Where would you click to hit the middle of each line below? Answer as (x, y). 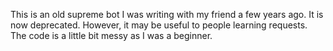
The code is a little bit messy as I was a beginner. (111, 35)
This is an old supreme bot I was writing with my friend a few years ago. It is (167, 14)
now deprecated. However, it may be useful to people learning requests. (159, 25)
